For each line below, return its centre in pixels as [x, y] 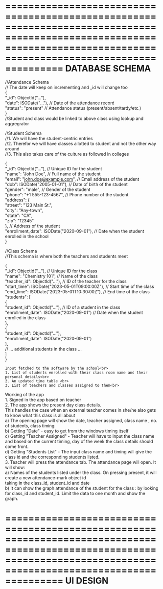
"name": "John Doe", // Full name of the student [53, 174]
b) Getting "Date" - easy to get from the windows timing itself [67, 431]
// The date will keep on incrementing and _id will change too [67, 87]
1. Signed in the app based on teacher [43, 400]
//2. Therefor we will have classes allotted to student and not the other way [81, 143]
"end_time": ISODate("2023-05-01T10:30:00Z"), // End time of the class [78, 291]
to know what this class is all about [40, 415]
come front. [17, 447]
